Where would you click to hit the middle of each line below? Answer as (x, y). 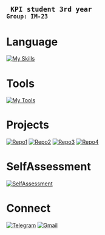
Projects (28, 125)
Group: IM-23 (27, 17)
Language (32, 42)
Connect (29, 208)
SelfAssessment (49, 167)
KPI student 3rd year (51, 9)
